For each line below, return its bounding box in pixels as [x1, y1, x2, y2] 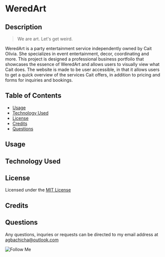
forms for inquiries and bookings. [5, 77, 73, 83]
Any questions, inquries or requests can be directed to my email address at [5, 231, 159, 237]
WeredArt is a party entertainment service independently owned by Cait [5, 46, 152, 51]
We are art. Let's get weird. [17, 36, 73, 42]
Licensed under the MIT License [5, 187, 71, 193]
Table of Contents [5, 91, 62, 100]
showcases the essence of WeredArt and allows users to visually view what [5, 62, 160, 67]
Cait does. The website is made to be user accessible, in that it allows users [5, 66, 160, 72]
